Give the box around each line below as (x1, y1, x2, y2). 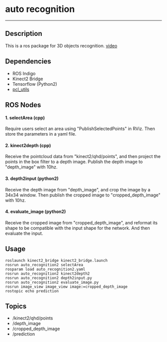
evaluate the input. (5, 230, 43, 236)
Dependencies (5, 57, 51, 66)
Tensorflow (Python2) (12, 81, 57, 87)
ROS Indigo (12, 70, 36, 76)
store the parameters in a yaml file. (5, 131, 77, 137)
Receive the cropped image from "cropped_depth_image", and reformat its (5, 219, 158, 225)
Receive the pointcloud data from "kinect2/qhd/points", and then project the (5, 154, 161, 160)
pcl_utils (12, 86, 30, 92)
